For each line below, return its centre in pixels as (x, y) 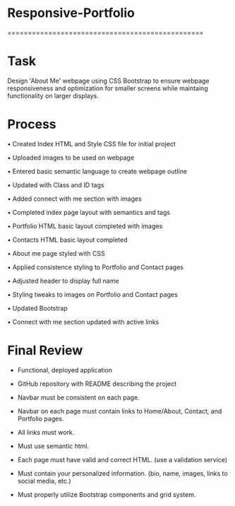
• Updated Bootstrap (38, 308)
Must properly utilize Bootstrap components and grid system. (107, 494)
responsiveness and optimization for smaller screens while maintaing (108, 88)
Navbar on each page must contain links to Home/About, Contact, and (120, 411)
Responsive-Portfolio (71, 13)
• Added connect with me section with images (75, 199)
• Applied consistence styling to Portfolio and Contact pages (95, 267)
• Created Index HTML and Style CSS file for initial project (92, 143)
